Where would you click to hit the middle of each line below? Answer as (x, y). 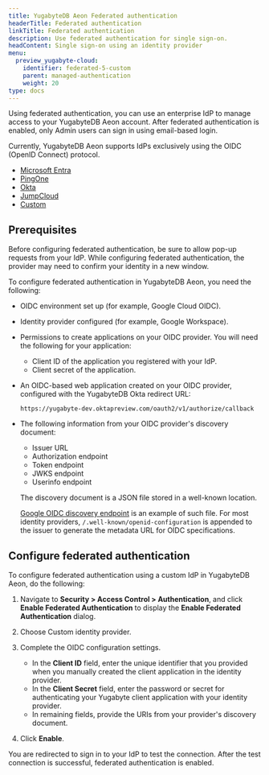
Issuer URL (50, 448)
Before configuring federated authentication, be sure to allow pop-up (122, 249)
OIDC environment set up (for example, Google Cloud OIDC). (120, 306)
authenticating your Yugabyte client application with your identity (140, 697)
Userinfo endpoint (62, 482)
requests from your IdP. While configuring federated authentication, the (126, 258)
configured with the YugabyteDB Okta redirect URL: (105, 394)
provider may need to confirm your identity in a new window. (109, 266)
